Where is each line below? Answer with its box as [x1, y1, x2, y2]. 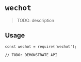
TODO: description [16, 17, 55, 23]
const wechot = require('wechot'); [5, 44, 77, 49]
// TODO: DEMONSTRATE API [5, 52, 57, 57]
